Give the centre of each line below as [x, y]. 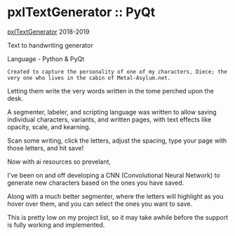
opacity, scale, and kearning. [49, 126]
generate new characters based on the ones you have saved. [96, 183]
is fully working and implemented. [56, 225]
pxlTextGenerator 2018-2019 [48, 32]
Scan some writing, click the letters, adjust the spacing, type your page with [117, 140]
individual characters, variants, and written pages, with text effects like [109, 119]
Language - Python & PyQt [46, 59]
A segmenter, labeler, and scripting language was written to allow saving [112, 112]
